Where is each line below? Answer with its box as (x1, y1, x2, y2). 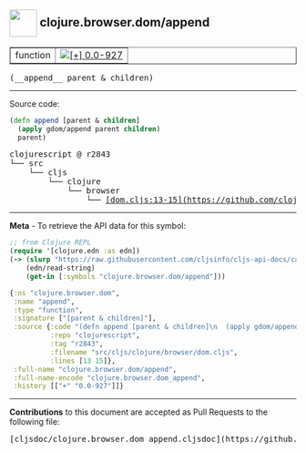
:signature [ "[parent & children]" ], (13, 314, 157, 324)
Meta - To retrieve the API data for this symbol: (9, 221, 187, 232)
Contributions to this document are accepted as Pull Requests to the (9, 407, 269, 417)
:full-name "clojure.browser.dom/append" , (13, 365, 178, 374)
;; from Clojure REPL (9, 238, 92, 247)
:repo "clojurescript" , (49, 331, 141, 340)
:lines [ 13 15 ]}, (49, 356, 117, 365)
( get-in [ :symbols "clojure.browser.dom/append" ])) (25, 272, 226, 281)
